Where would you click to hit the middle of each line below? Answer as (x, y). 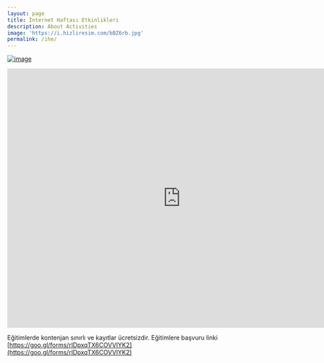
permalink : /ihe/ (32, 39)
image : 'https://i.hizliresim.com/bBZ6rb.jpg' (75, 33)
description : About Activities (52, 26)
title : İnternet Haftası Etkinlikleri (63, 20)
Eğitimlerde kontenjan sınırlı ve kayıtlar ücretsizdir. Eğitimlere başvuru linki (112, 338)
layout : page (26, 13)
